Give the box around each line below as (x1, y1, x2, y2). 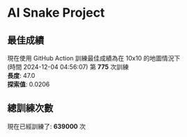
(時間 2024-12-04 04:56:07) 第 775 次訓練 (7, 63, 129, 71)
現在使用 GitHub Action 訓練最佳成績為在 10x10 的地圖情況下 (7, 54, 181, 62)
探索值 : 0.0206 (7, 80, 50, 88)
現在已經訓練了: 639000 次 (7, 122, 86, 130)
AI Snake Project (7, 5, 105, 21)
